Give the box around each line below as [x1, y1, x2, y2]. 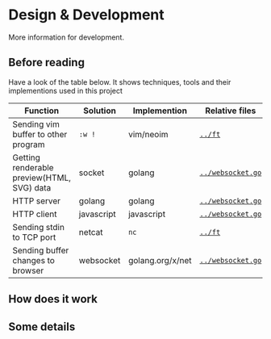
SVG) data [12, 182, 52, 193]
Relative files [205, 105, 256, 116]
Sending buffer [12, 245, 69, 256]
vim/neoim [127, 128, 169, 140]
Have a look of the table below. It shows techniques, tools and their [8, 77, 231, 86]
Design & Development [8, 6, 165, 24]
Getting [12, 152, 40, 163]
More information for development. [8, 32, 125, 42]
